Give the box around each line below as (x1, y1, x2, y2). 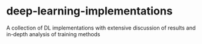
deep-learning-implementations (6, 4, 173, 18)
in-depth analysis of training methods (6, 30, 100, 37)
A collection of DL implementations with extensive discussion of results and (6, 24, 196, 31)
